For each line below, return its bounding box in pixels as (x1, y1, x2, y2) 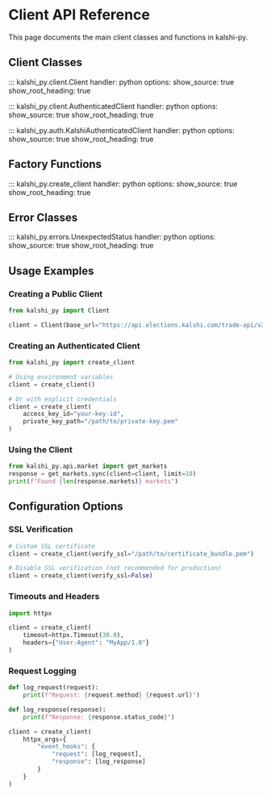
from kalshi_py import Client (8, 306, 110, 315)
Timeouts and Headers (8, 591, 100, 602)
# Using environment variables (8, 373, 114, 381)
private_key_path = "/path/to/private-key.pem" (23, 418, 179, 426)
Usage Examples (8, 264, 94, 277)
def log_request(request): (8, 684, 99, 692)
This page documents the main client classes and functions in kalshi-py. (8, 32, 248, 42)
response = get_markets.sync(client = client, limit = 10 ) (8, 470, 197, 478)
